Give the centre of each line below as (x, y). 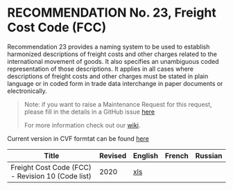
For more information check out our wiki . (82, 125)
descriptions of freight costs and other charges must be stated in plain (108, 76)
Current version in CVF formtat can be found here (78, 138)
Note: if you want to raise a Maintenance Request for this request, (118, 104)
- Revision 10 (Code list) (51, 176)
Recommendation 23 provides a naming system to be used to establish (109, 46)
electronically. (27, 91)
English (145, 155)
